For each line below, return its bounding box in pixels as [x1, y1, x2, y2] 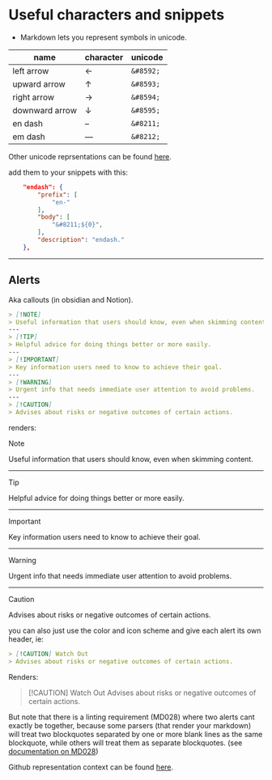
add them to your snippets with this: [8, 167, 128, 177]
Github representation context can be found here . [8, 762, 174, 772]
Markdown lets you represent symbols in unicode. [19, 32, 188, 42]
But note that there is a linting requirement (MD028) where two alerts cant [8, 712, 255, 722]
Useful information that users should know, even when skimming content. [8, 454, 253, 464]
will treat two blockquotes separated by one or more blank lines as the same [8, 729, 263, 739]
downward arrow [12, 104, 77, 116]
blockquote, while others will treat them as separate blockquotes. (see [8, 738, 243, 748]
